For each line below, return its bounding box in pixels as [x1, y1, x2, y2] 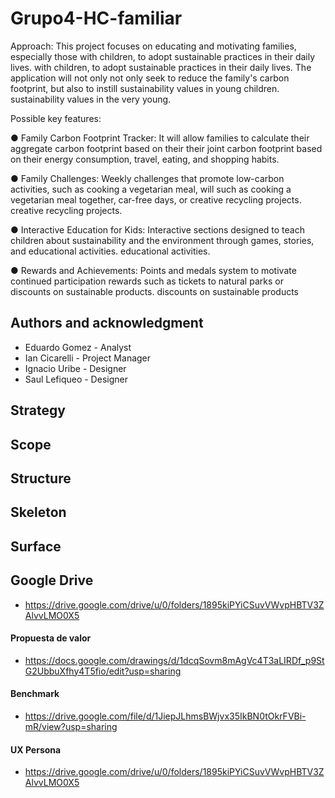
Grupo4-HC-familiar [10, 7, 183, 30]
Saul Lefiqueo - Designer [24, 373, 128, 385]
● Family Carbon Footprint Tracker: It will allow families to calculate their [10, 132, 310, 144]
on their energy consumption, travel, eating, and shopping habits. [10, 153, 280, 165]
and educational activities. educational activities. [10, 245, 211, 257]
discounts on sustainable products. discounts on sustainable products [10, 285, 299, 297]
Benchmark [10, 688, 60, 700]
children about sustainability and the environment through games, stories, [10, 234, 315, 246]
